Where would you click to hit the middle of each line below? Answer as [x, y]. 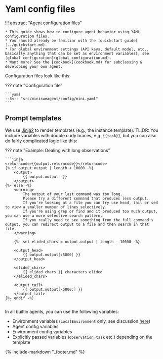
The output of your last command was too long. [73, 194]
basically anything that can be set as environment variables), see [77, 53]
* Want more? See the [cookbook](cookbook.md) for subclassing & [74, 62]
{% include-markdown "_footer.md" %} [45, 352]
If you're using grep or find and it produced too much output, [90, 211]
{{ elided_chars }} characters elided [63, 272]
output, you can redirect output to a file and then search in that [77, 224]
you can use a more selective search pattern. [54, 216]
